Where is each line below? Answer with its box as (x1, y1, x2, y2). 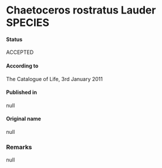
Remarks (6, 143, 32, 151)
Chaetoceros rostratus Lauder (6, 4, 156, 17)
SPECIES (6, 16, 50, 29)
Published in (6, 89, 37, 96)
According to (6, 62, 39, 69)
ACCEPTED (6, 49, 34, 56)
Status (6, 36, 23, 43)
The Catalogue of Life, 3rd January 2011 (6, 75, 103, 82)
